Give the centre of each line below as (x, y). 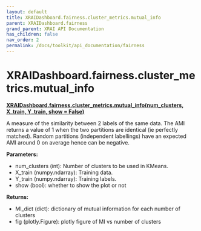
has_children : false (32, 34)
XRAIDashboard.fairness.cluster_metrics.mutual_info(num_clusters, (95, 105)
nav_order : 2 (23, 40)
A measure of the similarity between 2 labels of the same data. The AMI (96, 123)
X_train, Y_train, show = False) (45, 111)
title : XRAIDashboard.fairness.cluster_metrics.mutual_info (84, 18)
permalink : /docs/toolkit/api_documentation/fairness (76, 46)
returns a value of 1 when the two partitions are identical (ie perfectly (92, 129)
